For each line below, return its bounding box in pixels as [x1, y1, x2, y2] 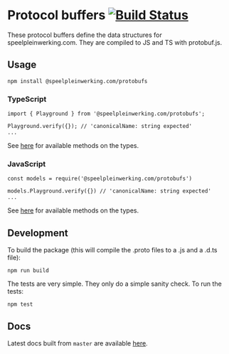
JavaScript [7, 159, 46, 168]
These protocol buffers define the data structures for [7, 31, 162, 39]
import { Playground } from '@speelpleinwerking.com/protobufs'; [7, 110, 205, 117]
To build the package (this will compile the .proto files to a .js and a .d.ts [7, 246, 218, 254]
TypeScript [7, 94, 47, 104]
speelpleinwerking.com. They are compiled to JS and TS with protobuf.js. [7, 38, 223, 46]
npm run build [7, 267, 50, 274]
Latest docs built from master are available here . [7, 338, 148, 348]
